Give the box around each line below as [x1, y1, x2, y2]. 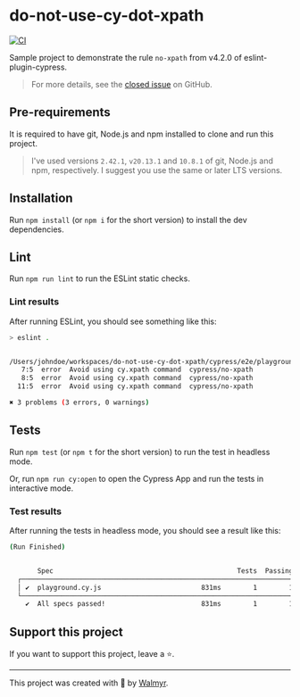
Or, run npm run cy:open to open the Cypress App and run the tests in [9, 473, 264, 484]
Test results [9, 505, 62, 518]
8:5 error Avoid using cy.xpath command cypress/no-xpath [21, 374, 254, 383]
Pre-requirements [9, 104, 112, 120]
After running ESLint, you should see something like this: [9, 316, 217, 327]
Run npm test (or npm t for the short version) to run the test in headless [9, 446, 271, 457]
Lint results [9, 295, 60, 308]
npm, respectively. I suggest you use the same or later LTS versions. [30, 164, 283, 175]
